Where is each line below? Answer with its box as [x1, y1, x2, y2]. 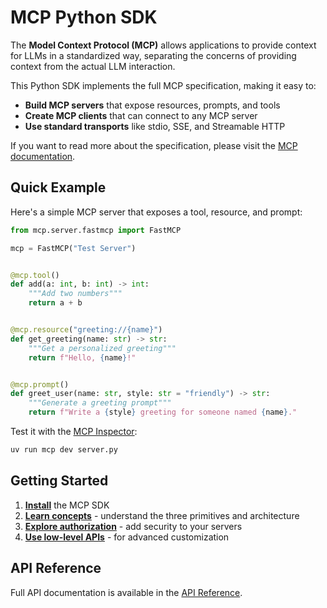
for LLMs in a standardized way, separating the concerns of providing [10, 49, 297, 61]
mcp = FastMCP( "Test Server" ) [10, 243, 137, 253]
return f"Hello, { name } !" [28, 352, 137, 363]
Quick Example [10, 179, 107, 196]
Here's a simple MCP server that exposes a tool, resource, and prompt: [10, 206, 303, 218]
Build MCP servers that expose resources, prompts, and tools [24, 99, 281, 111]
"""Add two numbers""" [28, 289, 123, 299]
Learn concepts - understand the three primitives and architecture [24, 509, 300, 521]
